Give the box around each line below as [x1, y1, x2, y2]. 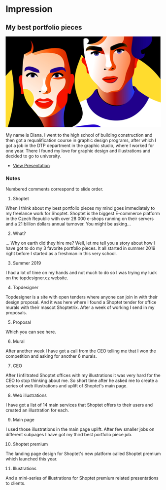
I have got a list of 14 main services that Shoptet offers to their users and [5, 402, 153, 408]
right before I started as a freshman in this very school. [5, 251, 117, 257]
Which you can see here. [5, 329, 56, 335]
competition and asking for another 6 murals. [5, 353, 97, 359]
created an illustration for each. [5, 407, 69, 413]
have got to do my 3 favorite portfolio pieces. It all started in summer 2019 [5, 245, 156, 251]
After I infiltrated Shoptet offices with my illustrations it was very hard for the [5, 373, 161, 378]
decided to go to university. [5, 153, 61, 159]
